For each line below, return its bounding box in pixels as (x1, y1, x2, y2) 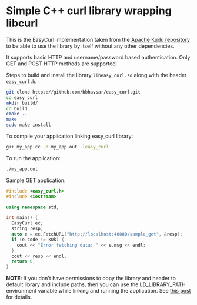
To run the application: (6, 154, 61, 161)
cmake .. (6, 111, 28, 117)
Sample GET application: (6, 177, 66, 184)
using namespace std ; (6, 204, 59, 210)
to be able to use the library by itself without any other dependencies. (6, 42, 175, 49)
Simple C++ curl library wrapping (6, 4, 172, 18)
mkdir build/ (6, 100, 38, 106)
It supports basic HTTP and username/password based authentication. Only (6, 54, 191, 61)
